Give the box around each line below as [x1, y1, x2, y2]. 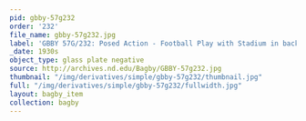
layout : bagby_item [9, 89, 84, 98]
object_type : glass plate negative [9, 55, 145, 65]
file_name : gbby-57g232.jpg [9, 30, 117, 39]
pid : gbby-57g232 [9, 13, 76, 23]
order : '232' [9, 22, 59, 31]
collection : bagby [9, 97, 79, 107]
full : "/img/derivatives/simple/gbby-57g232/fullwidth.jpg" [9, 81, 243, 90]
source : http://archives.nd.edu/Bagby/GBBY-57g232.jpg [9, 65, 222, 74]
